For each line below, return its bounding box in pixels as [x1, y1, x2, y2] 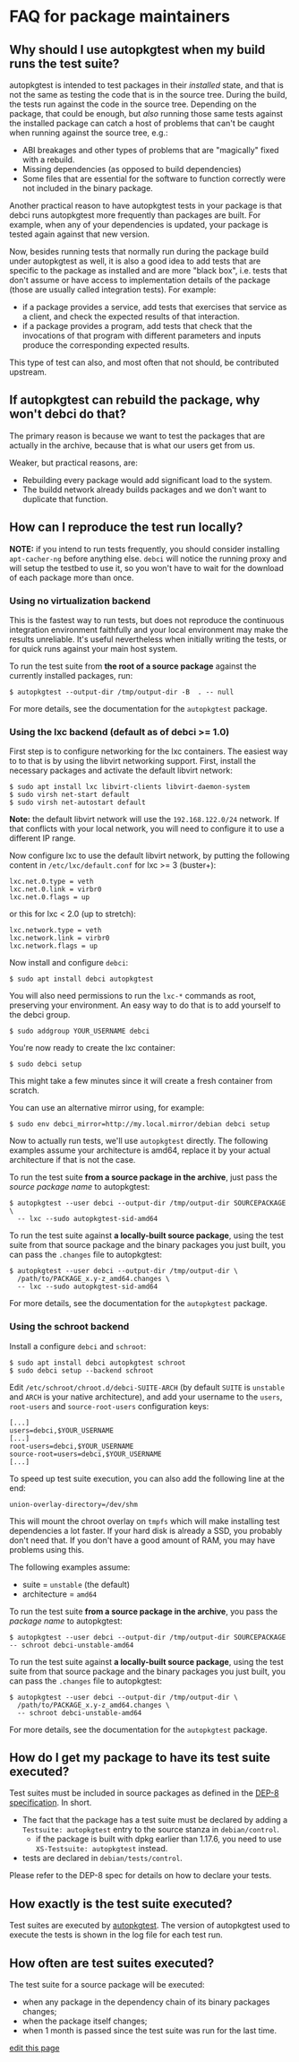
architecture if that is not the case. [9, 1155, 136, 1165]
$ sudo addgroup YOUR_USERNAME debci [9, 1027, 150, 1036]
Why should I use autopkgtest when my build [9, 42, 266, 57]
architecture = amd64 [21, 1589, 97, 1599]
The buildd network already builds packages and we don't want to [21, 484, 267, 495]
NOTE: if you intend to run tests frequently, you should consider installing [9, 543, 280, 554]
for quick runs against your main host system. [9, 643, 178, 654]
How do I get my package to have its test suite [9, 1750, 270, 1765]
